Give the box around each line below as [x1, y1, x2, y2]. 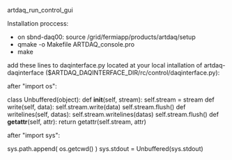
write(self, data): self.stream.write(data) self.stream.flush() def [7, 103, 186, 111]
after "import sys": [7, 131, 61, 139]
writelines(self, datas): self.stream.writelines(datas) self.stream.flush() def [7, 111, 219, 118]
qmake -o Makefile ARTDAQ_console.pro [17, 40, 134, 48]
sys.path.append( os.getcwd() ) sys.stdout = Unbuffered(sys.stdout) [7, 145, 203, 152]
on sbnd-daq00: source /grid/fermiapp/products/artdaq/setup [17, 33, 196, 41]
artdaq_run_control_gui [7, 6, 73, 14]
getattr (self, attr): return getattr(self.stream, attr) [7, 118, 146, 126]
